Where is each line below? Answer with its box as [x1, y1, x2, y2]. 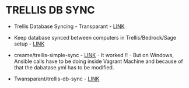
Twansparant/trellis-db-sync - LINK [13, 75, 100, 82]
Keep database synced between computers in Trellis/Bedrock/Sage [13, 34, 176, 41]
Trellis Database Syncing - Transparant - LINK [13, 23, 125, 30]
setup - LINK [13, 40, 45, 47]
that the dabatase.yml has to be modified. [13, 64, 114, 71]
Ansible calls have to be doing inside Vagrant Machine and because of [13, 58, 183, 65]
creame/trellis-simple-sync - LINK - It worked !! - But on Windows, [13, 51, 174, 58]
